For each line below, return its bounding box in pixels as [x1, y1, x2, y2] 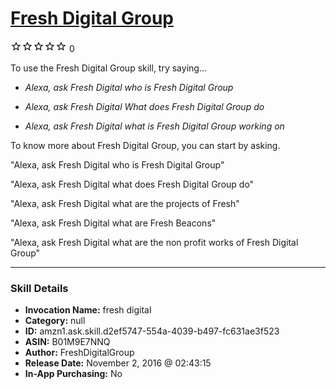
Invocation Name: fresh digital [24, 304, 152, 316]
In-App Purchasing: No [24, 368, 123, 380]
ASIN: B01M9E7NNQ [24, 336, 111, 348]
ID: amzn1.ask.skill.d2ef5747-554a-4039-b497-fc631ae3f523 [24, 325, 280, 337]
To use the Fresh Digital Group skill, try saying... [10, 62, 207, 74]
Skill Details [10, 281, 69, 295]
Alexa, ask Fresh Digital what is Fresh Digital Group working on [24, 120, 285, 132]
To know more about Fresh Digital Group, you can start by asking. [10, 139, 281, 151]
